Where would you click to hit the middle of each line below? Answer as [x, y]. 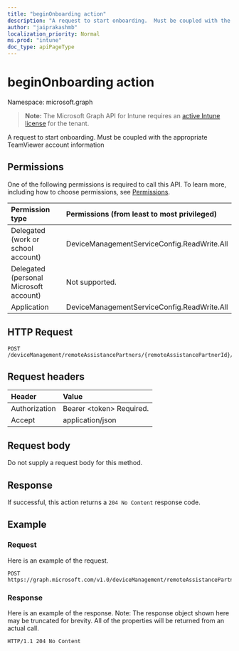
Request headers [46, 376]
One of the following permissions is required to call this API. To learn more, [117, 184]
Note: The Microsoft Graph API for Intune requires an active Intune [122, 115]
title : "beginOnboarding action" [57, 14]
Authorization [33, 409]
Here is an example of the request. [58, 561]
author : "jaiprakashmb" [43, 27]
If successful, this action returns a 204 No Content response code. [104, 502]
